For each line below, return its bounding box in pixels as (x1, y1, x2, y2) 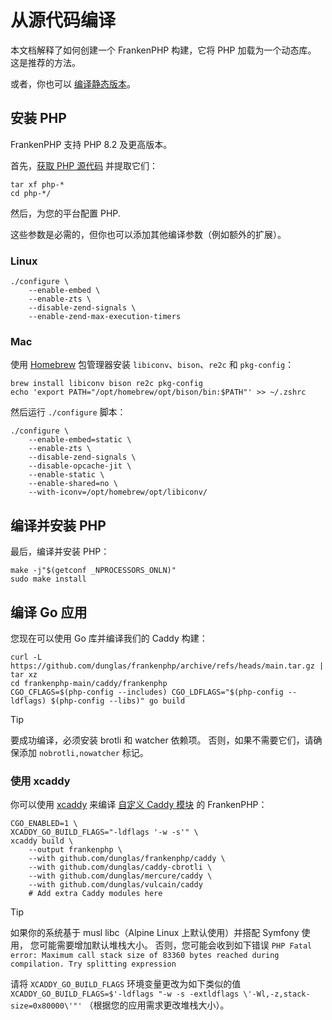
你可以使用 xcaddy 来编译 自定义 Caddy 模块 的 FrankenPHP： (10, 799, 268, 811)
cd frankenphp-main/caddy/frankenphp (10, 678, 168, 688)
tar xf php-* (10, 179, 65, 190)
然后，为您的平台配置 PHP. (10, 207, 121, 219)
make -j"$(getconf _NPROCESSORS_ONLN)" (10, 566, 177, 576)
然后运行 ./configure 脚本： (10, 406, 127, 418)
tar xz (10, 669, 38, 680)
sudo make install (10, 574, 87, 585)
